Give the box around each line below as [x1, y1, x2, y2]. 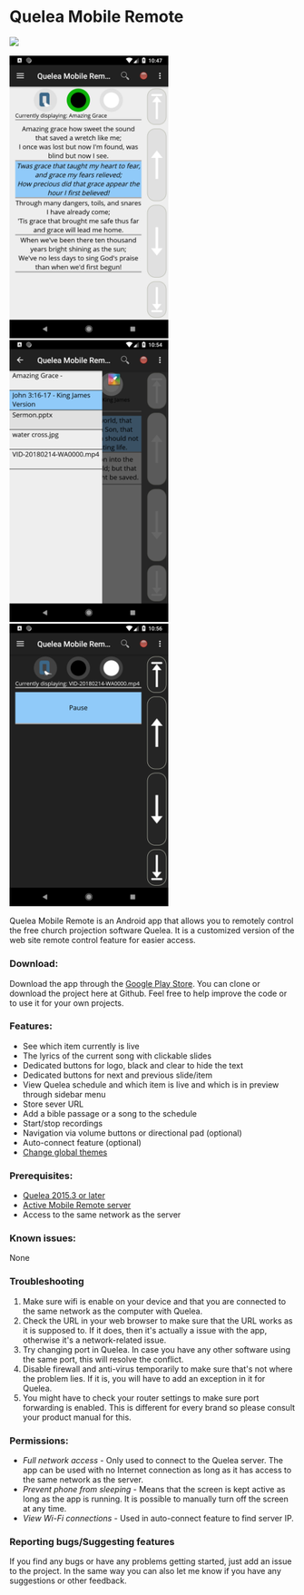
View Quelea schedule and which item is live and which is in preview [22, 1078, 279, 1090]
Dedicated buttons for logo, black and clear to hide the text [22, 1059, 243, 1070]
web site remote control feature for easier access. [9, 935, 197, 946]
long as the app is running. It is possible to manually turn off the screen [22, 1493, 289, 1504]
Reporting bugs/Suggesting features [9, 1535, 175, 1548]
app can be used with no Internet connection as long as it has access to [22, 1464, 292, 1476]
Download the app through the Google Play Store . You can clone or [9, 978, 260, 989]
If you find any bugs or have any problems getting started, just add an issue [9, 1556, 292, 1567]
